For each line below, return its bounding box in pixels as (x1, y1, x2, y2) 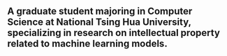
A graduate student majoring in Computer (7, 6, 193, 17)
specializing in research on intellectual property (7, 27, 220, 39)
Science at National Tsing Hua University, (7, 17, 191, 28)
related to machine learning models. (7, 38, 168, 50)
